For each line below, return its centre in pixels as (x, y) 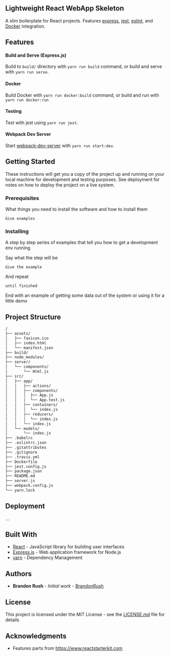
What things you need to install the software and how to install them (76, 209)
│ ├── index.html (26, 343)
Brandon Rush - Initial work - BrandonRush (58, 586)
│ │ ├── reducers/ (29, 414)
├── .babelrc (19, 438)
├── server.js (20, 481)
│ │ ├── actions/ (28, 386)
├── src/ (15, 376)
